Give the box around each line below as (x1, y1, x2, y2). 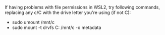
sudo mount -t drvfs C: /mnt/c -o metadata (12, 24, 101, 30)
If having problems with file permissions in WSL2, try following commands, (5, 4, 160, 10)
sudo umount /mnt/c (12, 19, 55, 25)
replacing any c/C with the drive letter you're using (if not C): (5, 9, 131, 15)
